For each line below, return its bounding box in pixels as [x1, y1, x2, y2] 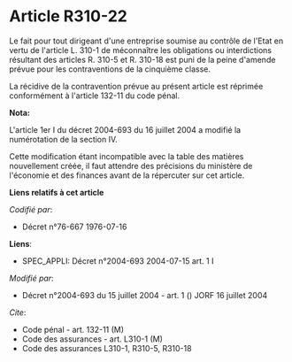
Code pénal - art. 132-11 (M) [21, 324, 125, 335]
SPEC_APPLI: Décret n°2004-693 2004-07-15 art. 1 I [21, 255, 214, 266]
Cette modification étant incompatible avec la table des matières [9, 150, 244, 161]
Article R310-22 [9, 6, 128, 27]
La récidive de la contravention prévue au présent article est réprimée [9, 81, 264, 91]
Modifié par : [9, 273, 55, 283]
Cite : [9, 307, 27, 318]
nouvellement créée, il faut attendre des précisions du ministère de [9, 160, 253, 171]
